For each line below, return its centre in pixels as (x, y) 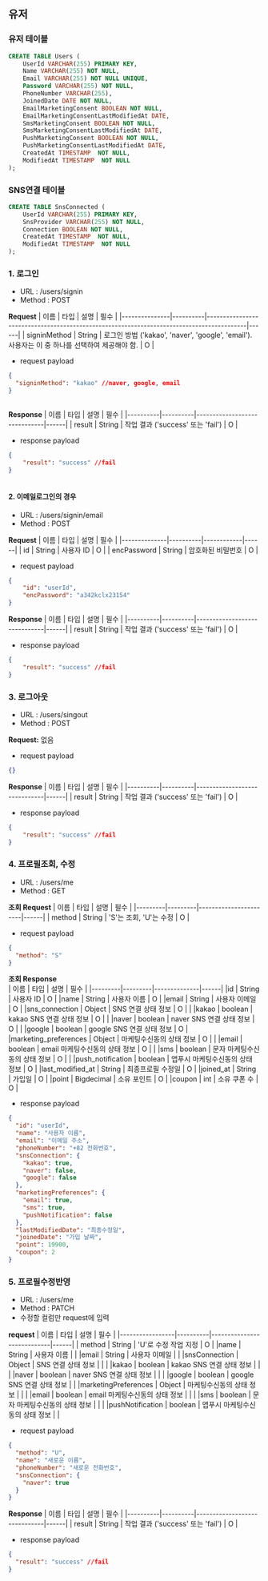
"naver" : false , (50, 1170)
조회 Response (33, 979)
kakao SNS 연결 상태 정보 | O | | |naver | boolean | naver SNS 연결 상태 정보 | (132, 1019)
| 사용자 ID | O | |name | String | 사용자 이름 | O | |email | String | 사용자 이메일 (132, 999)
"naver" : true (46, 1483)
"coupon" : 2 (36, 1252)
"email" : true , (48, 1200)
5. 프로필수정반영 (39, 1282)
